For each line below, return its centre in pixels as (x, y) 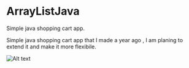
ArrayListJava (43, 11)
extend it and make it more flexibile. (52, 47)
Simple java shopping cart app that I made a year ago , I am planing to (94, 40)
